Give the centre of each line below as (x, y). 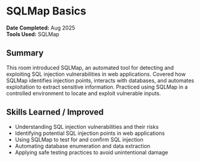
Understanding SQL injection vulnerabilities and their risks (87, 126)
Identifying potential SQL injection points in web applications (90, 133)
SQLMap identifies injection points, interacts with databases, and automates (100, 80)
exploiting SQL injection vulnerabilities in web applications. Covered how (96, 74)
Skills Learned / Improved (55, 112)
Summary (25, 53)
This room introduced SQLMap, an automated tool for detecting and (90, 67)
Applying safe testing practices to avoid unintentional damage (91, 152)
